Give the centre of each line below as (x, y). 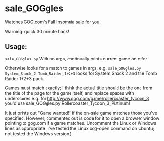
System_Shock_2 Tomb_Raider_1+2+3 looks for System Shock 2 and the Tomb (81, 73)
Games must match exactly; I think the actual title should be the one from (79, 88)
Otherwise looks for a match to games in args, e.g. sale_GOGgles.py (73, 68)
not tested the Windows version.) (38, 133)
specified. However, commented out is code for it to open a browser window (82, 118)
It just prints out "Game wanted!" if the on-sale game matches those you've (81, 113)
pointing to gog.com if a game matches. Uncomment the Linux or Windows (81, 123)
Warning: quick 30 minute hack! (37, 31)
